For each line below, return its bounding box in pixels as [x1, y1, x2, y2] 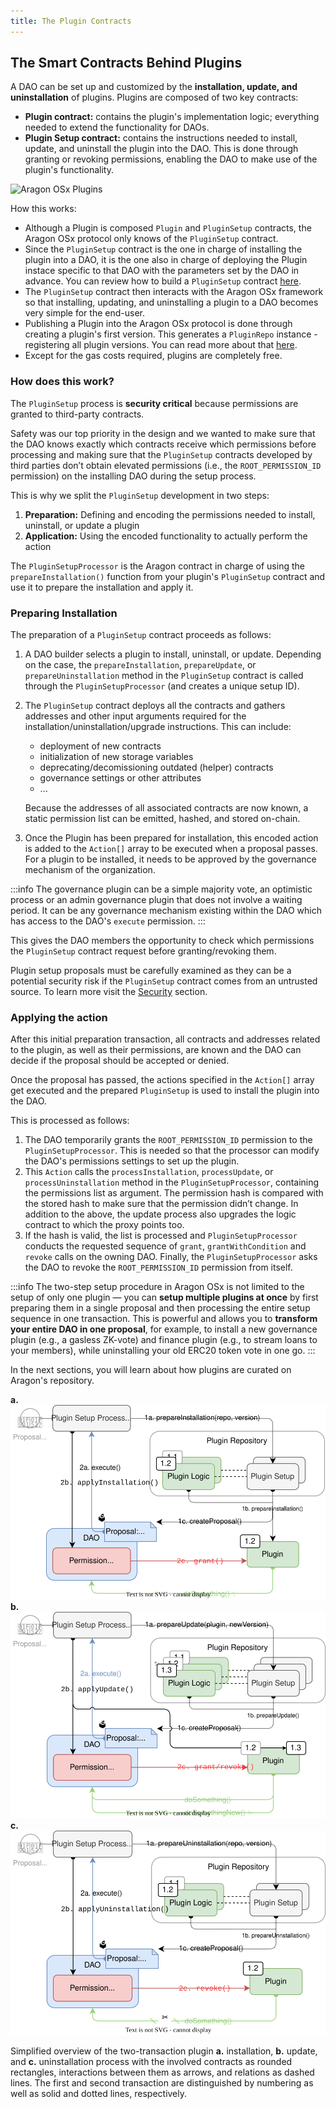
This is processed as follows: [10, 1115, 130, 1127]
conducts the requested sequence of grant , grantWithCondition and [24, 1240, 307, 1252]
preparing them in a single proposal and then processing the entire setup [10, 1302, 311, 1314]
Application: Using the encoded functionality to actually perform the [24, 530, 308, 542]
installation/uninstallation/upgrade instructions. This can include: [24, 721, 292, 733]
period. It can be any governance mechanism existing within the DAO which [10, 905, 322, 917]
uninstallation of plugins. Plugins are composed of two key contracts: [10, 91, 299, 104]
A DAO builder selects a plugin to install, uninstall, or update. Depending [24, 648, 322, 660]
